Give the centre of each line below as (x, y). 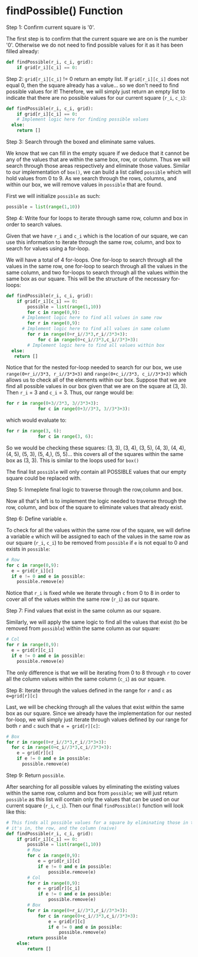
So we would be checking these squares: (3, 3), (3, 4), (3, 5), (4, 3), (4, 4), (96, 448)
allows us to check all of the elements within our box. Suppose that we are (96, 380)
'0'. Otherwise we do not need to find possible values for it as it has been (95, 45)
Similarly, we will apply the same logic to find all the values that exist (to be (97, 622)
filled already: (23, 51)
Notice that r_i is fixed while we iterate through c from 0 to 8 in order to (93, 593)
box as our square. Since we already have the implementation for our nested (99, 713)
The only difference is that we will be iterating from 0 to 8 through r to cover (99, 672)
